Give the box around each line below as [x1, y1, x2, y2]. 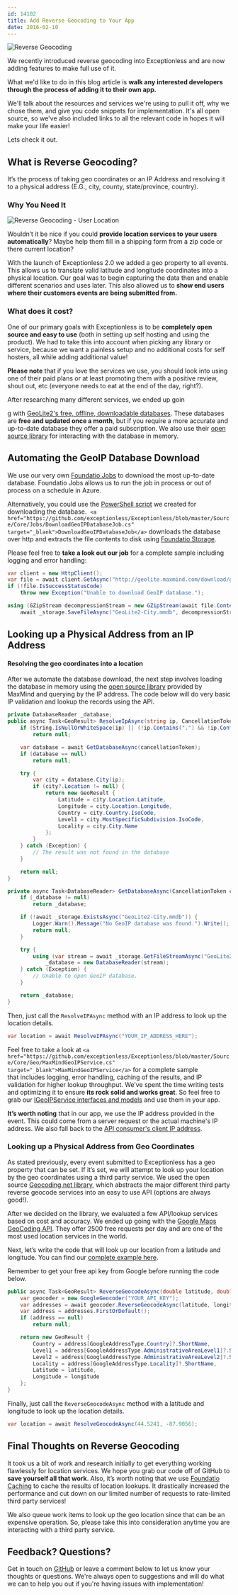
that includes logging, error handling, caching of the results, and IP [7, 1073, 203, 1081]
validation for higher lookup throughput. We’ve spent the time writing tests [7, 1080, 225, 1088]
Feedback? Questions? [7, 1546, 111, 1558]
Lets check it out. [7, 135, 58, 144]
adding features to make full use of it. [7, 64, 117, 73]
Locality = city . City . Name [57, 823, 138, 830]
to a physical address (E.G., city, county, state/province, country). [7, 182, 198, 191]
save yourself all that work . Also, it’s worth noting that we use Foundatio [7, 1474, 220, 1482]
